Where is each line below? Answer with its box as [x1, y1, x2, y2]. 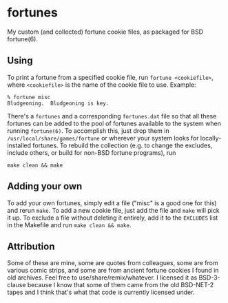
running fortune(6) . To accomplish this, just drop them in [7, 126, 170, 135]
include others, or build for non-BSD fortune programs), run [7, 148, 176, 156]
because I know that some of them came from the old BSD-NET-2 [27, 281, 214, 289]
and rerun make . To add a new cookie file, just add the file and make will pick [7, 206, 220, 214]
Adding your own [7, 180, 83, 192]
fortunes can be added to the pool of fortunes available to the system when [7, 119, 222, 127]
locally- [200, 134, 222, 142]
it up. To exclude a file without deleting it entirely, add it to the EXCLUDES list [7, 213, 218, 222]
